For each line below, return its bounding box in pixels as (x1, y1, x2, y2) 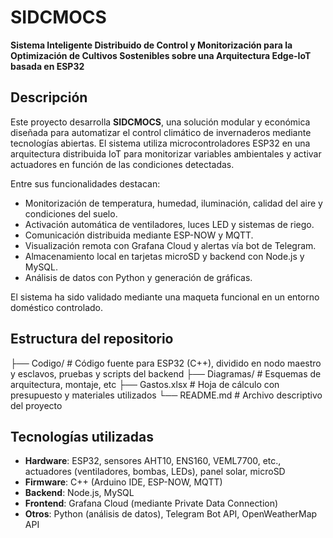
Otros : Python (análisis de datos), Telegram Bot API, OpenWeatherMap (24, 508, 318, 520)
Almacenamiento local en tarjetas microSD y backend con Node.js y (24, 250, 305, 262)
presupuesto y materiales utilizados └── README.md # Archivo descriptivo (10, 389, 323, 401)
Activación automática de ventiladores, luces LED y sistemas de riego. (24, 218, 315, 230)
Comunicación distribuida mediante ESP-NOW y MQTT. (24, 229, 254, 241)
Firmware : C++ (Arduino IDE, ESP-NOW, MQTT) (24, 476, 223, 488)
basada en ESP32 (10, 60, 85, 72)
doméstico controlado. (10, 301, 104, 313)
